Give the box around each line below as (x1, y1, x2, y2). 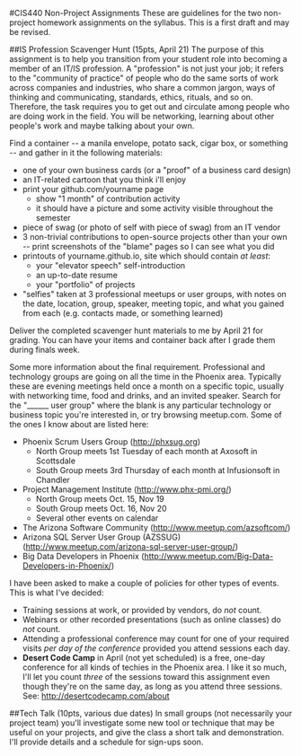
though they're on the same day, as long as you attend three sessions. (22, 681, 283, 691)
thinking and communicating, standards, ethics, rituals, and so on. (9, 92, 253, 102)
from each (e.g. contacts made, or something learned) (22, 308, 224, 318)
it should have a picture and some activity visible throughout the (35, 203, 274, 214)
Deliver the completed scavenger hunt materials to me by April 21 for (9, 325, 263, 336)
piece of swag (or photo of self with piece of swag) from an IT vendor (22, 222, 281, 233)
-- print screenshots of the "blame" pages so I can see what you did (22, 242, 275, 251)
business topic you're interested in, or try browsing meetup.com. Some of (9, 409, 282, 420)
